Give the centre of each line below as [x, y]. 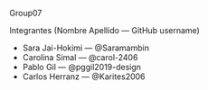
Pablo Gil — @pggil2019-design [82, 67]
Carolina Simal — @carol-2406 [80, 57]
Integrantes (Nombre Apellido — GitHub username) [105, 30]
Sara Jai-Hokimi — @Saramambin [85, 48]
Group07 [26, 13]
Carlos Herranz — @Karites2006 [84, 76]
